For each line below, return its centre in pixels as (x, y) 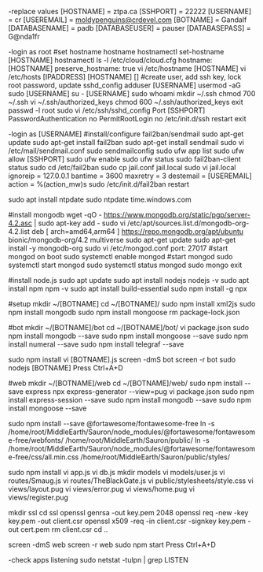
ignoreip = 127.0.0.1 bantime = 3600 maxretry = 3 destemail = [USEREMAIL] (130, 176)
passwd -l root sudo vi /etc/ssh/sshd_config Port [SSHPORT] (107, 110)
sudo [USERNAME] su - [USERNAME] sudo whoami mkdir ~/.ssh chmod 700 (132, 93)
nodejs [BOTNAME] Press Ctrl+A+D (66, 368)
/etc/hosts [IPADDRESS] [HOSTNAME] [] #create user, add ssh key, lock (125, 77)
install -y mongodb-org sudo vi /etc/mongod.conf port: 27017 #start (118, 248)
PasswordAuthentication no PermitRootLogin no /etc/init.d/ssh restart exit (127, 119)
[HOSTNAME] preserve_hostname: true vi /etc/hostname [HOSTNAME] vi (127, 69)
